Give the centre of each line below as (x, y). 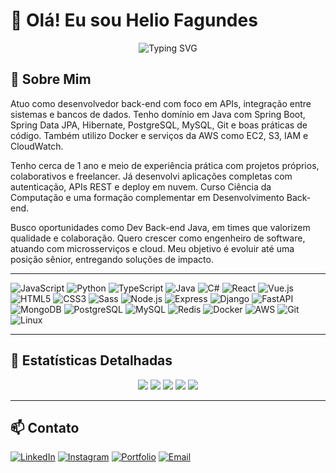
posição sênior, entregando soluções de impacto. (112, 259)
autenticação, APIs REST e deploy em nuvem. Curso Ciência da (141, 186)
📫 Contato (45, 427)
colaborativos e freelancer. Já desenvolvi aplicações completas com (151, 176)
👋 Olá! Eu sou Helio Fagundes (134, 20)
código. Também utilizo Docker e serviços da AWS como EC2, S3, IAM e (159, 135)
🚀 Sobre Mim (51, 79)
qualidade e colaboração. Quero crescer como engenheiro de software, (158, 238)
